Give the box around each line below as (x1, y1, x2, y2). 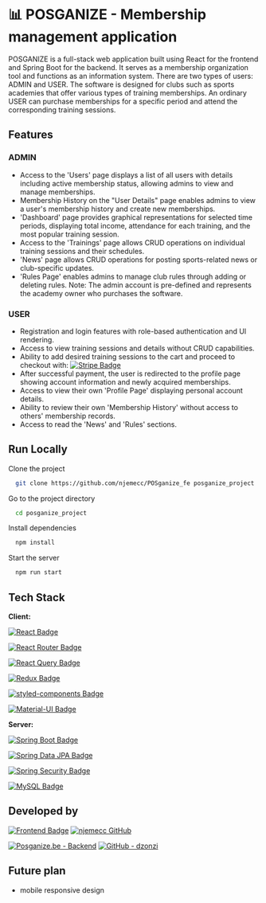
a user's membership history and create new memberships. (19, 204, 216, 213)
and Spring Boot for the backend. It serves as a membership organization (8, 62, 249, 72)
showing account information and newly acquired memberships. (19, 377, 231, 386)
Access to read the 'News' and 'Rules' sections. (19, 419, 178, 429)
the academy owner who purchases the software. (19, 288, 183, 298)
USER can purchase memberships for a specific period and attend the (8, 96, 238, 106)
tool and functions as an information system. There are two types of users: (8, 71, 253, 80)
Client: (8, 612, 31, 621)
